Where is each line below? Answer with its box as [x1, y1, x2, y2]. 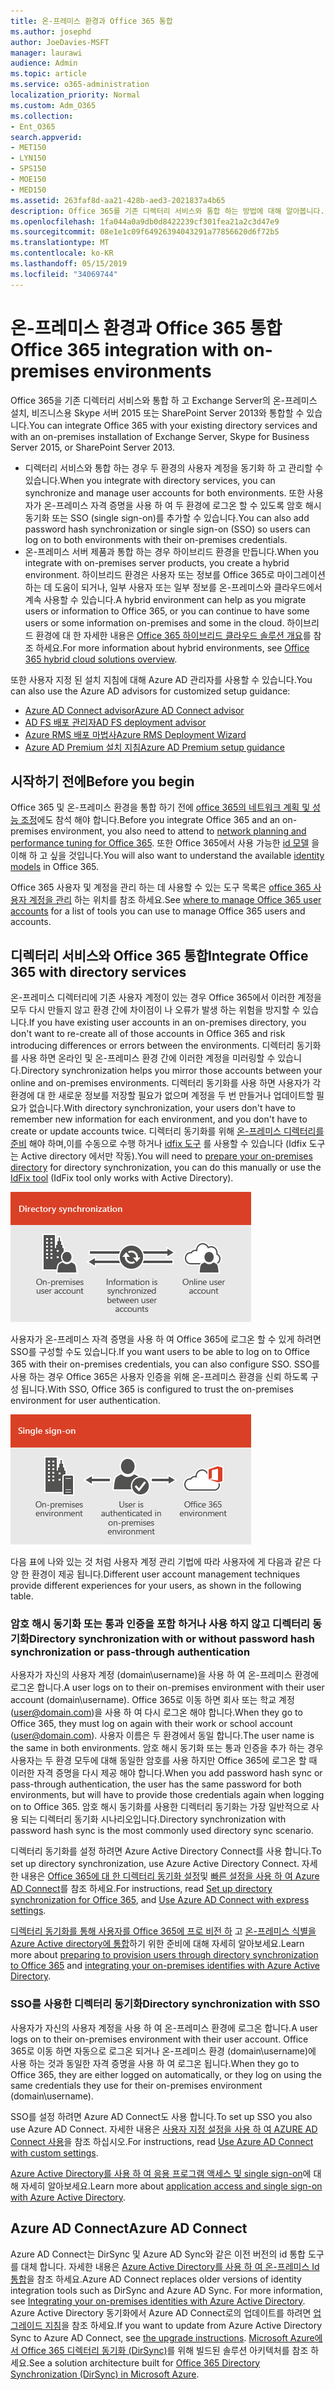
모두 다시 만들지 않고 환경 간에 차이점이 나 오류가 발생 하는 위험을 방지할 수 [10, 1004, 301, 1016]
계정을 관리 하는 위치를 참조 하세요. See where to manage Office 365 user [28, 894, 322, 906]
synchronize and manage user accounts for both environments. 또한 [24, 486, 306, 499]
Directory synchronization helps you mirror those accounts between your [20, 1065, 323, 1077]
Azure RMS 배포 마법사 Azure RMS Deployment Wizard [24, 728, 247, 740]
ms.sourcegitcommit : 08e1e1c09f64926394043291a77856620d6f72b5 [10, 227, 280, 237]
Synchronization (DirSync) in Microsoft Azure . [10, 2368, 200, 2380]
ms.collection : [10, 111, 74, 121]
